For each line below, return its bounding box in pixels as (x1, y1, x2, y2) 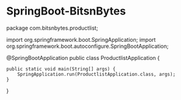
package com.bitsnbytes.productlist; (6, 24, 99, 32)
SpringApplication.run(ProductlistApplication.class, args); (17, 71, 176, 77)
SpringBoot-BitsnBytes (6, 4, 126, 18)
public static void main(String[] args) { (6, 65, 116, 72)
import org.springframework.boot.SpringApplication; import (6, 36, 156, 43)
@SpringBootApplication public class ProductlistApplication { (6, 54, 160, 61)
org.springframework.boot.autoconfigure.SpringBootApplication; (6, 42, 169, 50)
